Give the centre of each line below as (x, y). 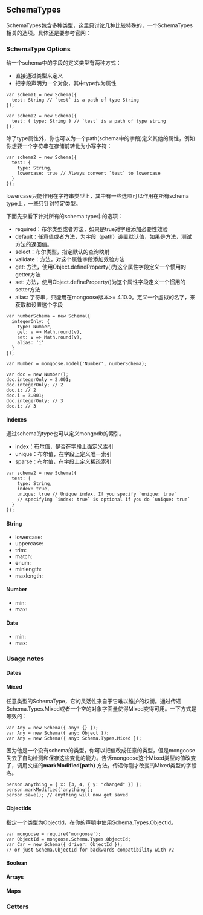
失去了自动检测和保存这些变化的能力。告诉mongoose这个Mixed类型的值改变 (101, 758)
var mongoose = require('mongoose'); (54, 834)
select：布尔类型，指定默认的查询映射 (62, 252)
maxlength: (29, 575)
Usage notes (25, 659)
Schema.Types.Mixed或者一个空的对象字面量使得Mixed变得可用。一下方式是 (101, 708)
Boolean (17, 863)
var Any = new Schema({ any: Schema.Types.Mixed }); (74, 738)
